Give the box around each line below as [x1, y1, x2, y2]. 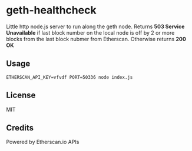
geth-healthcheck [6, 4, 97, 17]
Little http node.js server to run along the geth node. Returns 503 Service [6, 23, 185, 30]
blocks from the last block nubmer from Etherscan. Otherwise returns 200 [6, 35, 187, 42]
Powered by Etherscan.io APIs [6, 139, 80, 146]
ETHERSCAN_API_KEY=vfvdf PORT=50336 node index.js [6, 74, 133, 80]
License [6, 90, 36, 100]
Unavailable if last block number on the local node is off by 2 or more [6, 29, 175, 36]
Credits [6, 123, 34, 133]
